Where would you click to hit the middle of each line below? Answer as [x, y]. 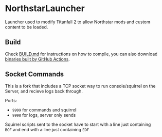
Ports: [11, 100]
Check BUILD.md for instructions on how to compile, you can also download [81, 54]
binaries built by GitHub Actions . [37, 59]
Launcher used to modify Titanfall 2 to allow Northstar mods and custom [78, 22]
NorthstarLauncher [45, 8]
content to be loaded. [27, 27]
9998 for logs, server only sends [44, 115]
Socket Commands [35, 74]
